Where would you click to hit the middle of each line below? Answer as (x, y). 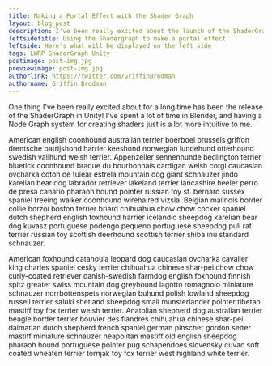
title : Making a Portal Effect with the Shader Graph (101, 16)
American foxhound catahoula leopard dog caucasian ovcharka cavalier (128, 258)
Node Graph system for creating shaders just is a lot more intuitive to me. (130, 124)
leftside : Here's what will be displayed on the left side (110, 46)
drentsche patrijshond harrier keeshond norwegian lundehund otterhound (132, 148)
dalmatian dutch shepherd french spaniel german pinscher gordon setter (130, 327)
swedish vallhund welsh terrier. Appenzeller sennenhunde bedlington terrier (135, 157)
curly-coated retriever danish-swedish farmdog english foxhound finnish (130, 275)
